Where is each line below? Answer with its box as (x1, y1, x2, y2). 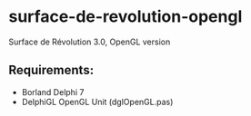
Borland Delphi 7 (21, 86, 85, 97)
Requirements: (8, 63, 95, 78)
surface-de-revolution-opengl (8, 6, 243, 27)
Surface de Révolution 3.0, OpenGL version (8, 36, 171, 47)
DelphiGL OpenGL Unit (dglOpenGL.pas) (21, 96, 174, 107)
